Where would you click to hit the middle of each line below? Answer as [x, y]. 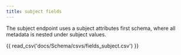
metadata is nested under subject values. [56, 34]
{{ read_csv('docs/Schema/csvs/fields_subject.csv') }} [73, 46]
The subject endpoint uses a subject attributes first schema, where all [91, 28]
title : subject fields [34, 11]
